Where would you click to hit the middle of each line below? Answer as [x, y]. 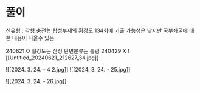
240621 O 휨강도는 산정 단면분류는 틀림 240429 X [66, 51]
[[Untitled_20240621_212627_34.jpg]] [52, 58]
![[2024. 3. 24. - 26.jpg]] [36, 81]
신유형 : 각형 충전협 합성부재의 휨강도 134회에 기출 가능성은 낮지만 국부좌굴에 [97, 30]
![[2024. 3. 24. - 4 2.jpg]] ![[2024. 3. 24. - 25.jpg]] [68, 69]
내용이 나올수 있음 [33, 38]
